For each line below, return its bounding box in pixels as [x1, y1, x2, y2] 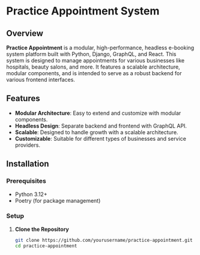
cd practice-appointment [14, 242, 77, 249]
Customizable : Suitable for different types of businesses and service [14, 135, 186, 142]
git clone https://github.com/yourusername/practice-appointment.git [14, 237, 193, 243]
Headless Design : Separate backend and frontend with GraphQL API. [14, 122, 187, 129]
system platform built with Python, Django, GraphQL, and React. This [6, 51, 177, 58]
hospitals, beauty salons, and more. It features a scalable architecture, [6, 63, 180, 70]
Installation [6, 159, 49, 169]
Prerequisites [6, 177, 46, 185]
